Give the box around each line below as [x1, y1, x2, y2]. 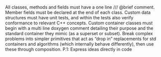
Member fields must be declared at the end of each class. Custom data [5, 9, 151, 15]
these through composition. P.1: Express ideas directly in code [5, 47, 132, 52]
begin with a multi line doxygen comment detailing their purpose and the [5, 25, 154, 31]
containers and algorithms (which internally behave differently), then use [5, 41, 154, 47]
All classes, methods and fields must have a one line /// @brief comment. [5, 4, 155, 10]
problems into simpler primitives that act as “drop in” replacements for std [5, 36, 157, 42]
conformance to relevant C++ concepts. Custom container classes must [5, 20, 153, 26]
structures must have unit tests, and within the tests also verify [5, 15, 134, 20]
